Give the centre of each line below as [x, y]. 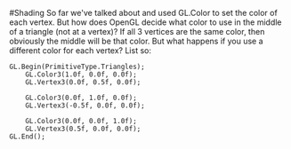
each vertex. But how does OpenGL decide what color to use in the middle [145, 22]
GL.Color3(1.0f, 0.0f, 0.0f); [81, 74]
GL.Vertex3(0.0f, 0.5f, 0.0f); [83, 82]
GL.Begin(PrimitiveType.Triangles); [77, 67]
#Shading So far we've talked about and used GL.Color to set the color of [143, 13]
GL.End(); [28, 137]
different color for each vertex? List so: [80, 51]
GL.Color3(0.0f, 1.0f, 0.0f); [81, 98]
